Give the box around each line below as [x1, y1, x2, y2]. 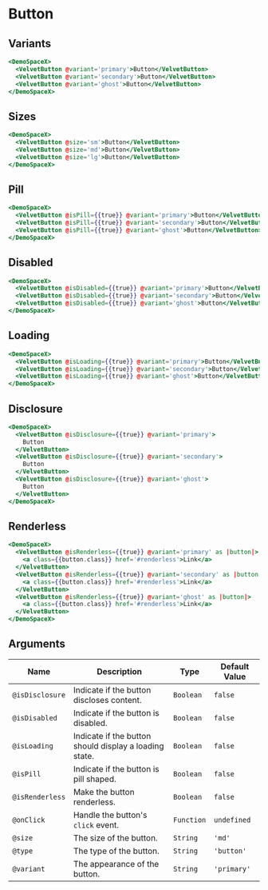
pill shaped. [73, 773, 117, 784]
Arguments [8, 637, 66, 651]
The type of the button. [73, 845, 160, 856]
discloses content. [73, 694, 142, 705]
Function [172, 815, 207, 824]
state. [73, 750, 94, 761]
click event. [73, 819, 120, 830]
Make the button [73, 786, 135, 797]
